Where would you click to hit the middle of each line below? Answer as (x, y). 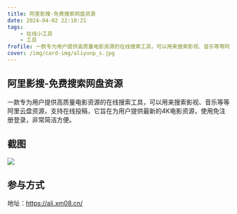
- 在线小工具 (36, 34)
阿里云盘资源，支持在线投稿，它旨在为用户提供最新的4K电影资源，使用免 (114, 111)
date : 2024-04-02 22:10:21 (47, 20)
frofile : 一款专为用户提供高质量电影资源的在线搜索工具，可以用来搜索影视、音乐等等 (116, 47)
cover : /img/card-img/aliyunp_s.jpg (61, 54)
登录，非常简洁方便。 (44, 119)
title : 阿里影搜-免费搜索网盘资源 (51, 14)
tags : (15, 27)
